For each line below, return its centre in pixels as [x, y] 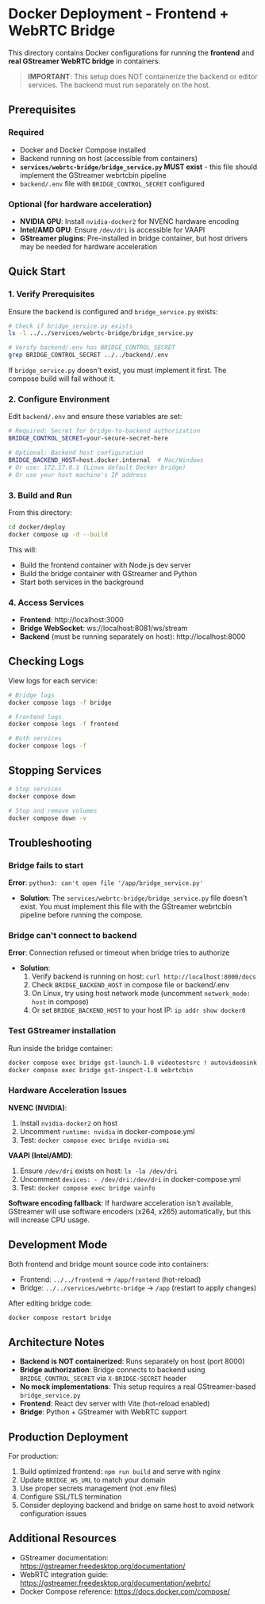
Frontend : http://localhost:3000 [72, 619]
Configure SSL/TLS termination [71, 1497]
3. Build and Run [40, 495]
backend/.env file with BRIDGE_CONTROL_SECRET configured [112, 183]
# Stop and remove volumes [53, 810]
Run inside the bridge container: [61, 1048]
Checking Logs [46, 662]
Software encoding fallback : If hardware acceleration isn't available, [121, 1202]
